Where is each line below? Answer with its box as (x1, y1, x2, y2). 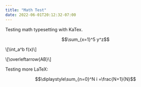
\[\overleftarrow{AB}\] (5, 56, 52, 62)
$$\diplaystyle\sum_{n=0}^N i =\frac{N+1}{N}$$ (35, 76, 136, 82)
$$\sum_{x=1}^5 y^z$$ (61, 36, 110, 42)
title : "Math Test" (5, 7, 47, 13)
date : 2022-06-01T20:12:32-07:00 (5, 12, 76, 17)
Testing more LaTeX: (5, 66, 48, 72)
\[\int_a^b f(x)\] (5, 46, 37, 52)
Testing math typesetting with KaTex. (5, 26, 83, 32)
